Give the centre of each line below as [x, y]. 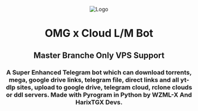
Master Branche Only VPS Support [99, 55]
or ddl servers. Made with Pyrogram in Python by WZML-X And [99, 94]
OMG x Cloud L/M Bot [99, 33]
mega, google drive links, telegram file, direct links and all [94, 79]
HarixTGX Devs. [99, 102]
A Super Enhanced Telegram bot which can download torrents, [99, 72]
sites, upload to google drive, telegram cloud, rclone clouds [104, 87]
